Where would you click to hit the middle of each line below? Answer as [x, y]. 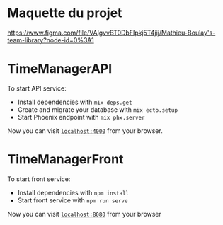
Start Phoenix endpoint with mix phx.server [81, 117]
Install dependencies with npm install [73, 192]
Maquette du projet [65, 13]
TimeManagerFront [65, 160]
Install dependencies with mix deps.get [75, 102]
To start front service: [39, 179]
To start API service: [37, 88]
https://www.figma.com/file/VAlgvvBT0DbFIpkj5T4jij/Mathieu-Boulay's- [111, 33]
